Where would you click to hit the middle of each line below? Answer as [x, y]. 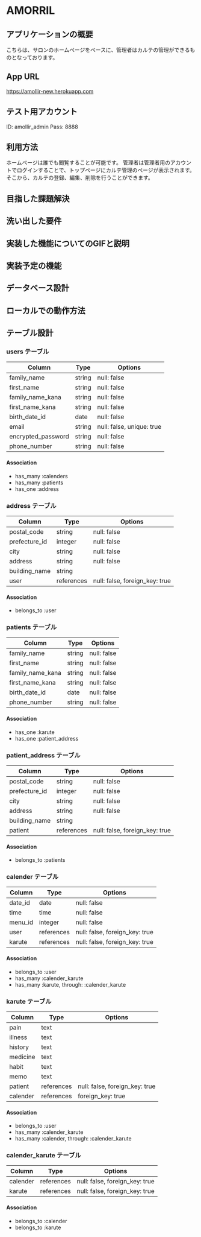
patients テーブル [32, 627]
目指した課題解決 [38, 199]
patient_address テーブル [43, 755]
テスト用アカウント [42, 112]
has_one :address [37, 489]
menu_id [21, 922]
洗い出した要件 [34, 221]
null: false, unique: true [129, 427]
